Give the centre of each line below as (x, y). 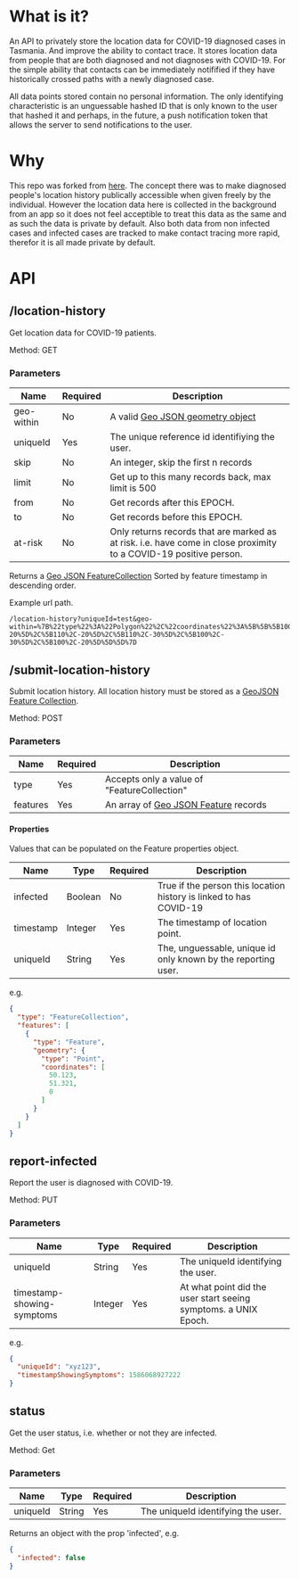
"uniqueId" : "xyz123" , (59, 1367)
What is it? (49, 17)
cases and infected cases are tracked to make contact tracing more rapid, (145, 233)
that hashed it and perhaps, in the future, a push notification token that (139, 115)
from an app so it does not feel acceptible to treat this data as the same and (148, 214)
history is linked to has (204, 897)
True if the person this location (221, 886)
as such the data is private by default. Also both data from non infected (140, 223)
